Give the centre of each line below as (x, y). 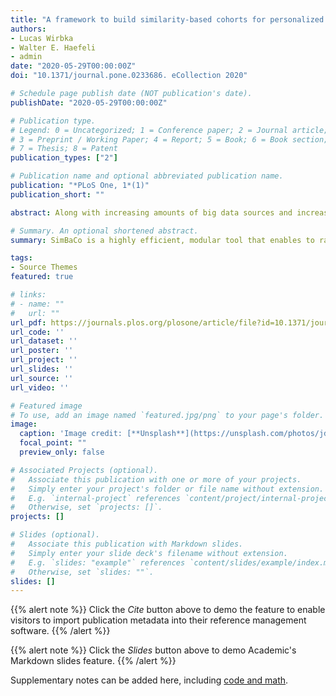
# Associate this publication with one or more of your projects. (156, 479)
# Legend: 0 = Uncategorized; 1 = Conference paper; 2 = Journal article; (169, 130)
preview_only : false (62, 452)
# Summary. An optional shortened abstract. (104, 231)
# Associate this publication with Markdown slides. (127, 544)
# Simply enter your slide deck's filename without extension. (149, 553)
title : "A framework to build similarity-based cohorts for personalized (167, 19)
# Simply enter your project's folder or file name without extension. (167, 489)
